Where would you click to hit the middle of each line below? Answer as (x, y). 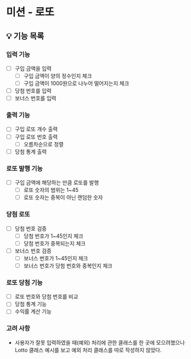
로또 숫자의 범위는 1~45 (51, 190)
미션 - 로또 (30, 12)
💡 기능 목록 (25, 36)
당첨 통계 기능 (31, 304)
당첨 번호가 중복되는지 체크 (55, 243)
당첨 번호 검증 (31, 228)
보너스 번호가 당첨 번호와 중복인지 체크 (68, 266)
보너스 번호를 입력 (35, 98)
